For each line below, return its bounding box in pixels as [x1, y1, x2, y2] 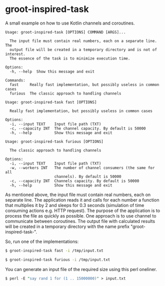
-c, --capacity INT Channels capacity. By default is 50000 [9, 178, 140, 183]
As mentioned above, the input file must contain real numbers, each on [5, 191, 151, 197]
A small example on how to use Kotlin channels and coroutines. [5, 20, 135, 26]
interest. [5, 51, 26, 56]
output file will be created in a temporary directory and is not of [9, 47, 157, 52]
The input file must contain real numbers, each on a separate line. [9, 38, 157, 43]
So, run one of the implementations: [5, 238, 79, 244]
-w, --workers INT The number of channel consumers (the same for [9, 165, 155, 170]
